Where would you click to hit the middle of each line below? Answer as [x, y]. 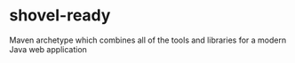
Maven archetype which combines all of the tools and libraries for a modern [148, 40]
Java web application [48, 49]
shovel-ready [60, 16]
